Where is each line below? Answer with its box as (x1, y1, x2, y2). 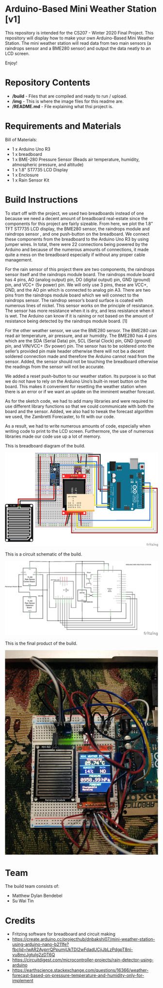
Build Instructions (5, 194, 79, 205)
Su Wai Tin (12, 898, 34, 904)
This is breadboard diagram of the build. (5, 443, 86, 448)
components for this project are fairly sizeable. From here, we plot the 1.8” (5, 221, 153, 226)
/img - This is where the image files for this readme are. (12, 98, 124, 104)
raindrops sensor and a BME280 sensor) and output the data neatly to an (5, 45, 151, 51)
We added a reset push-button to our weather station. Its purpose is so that (5, 373, 156, 379)
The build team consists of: (5, 883, 60, 889)
